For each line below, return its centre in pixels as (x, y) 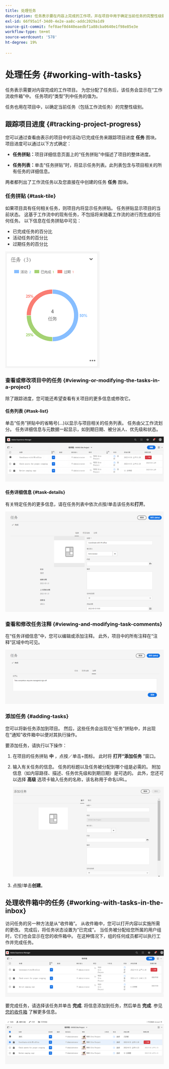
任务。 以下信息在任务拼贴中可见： (45, 220)
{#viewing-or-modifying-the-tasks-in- (111, 380)
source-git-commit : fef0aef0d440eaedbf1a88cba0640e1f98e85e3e (72, 27)
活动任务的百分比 (30, 238)
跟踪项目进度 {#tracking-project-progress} (73, 124)
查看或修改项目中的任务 (33, 380)
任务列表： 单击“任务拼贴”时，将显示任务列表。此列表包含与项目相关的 (85, 165)
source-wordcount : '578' (31, 37)
